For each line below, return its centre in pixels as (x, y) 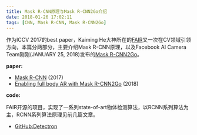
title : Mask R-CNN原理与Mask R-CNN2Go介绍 (57, 11)
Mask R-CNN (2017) (39, 77)
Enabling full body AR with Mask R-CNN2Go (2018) (76, 84)
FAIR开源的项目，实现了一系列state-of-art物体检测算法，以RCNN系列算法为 (98, 107)
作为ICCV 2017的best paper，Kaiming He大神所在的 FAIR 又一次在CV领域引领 (98, 40)
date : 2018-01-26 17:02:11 (39, 17)
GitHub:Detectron (36, 126)
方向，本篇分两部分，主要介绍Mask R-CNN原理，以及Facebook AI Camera (96, 47)
